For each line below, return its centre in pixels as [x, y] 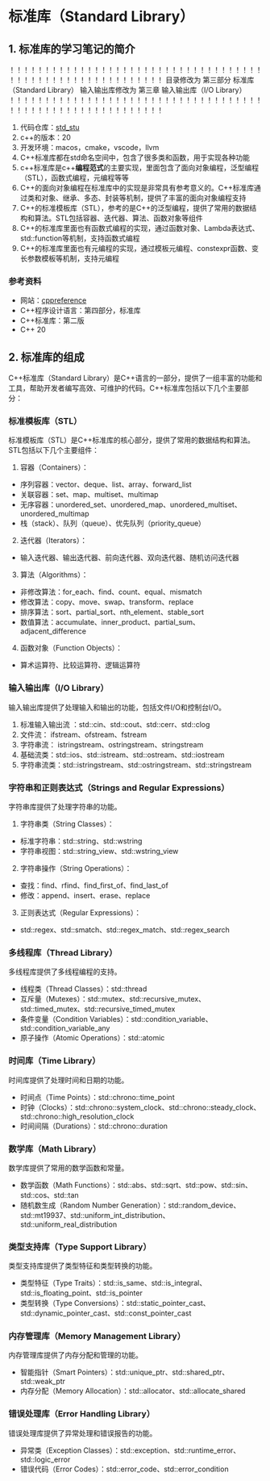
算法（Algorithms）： [54, 575]
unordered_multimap [54, 514]
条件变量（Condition [54, 1019]
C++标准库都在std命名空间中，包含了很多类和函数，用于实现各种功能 [135, 157]
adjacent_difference [53, 631]
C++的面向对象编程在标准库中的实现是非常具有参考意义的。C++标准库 [137, 188]
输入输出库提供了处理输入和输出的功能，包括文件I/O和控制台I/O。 [117, 707]
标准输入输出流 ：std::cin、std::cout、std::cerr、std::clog [115, 724]
